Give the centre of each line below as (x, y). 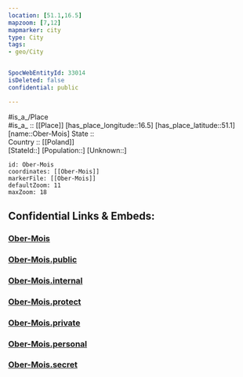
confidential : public (44, 87)
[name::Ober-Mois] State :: (51, 134)
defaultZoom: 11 (34, 185)
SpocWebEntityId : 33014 (47, 73)
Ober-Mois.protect (45, 302)
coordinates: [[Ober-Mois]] (54, 171)
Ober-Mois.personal (48, 344)
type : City (26, 37)
